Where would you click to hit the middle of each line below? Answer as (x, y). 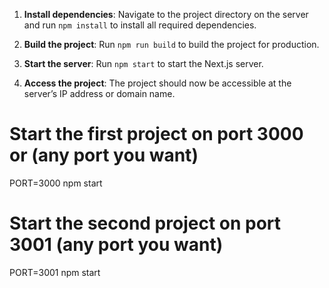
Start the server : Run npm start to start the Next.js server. (143, 63)
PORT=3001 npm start (55, 272)
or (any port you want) (104, 155)
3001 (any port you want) (116, 245)
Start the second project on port (145, 223)
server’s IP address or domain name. (99, 93)
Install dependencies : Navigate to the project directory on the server (166, 14)
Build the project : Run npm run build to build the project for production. (171, 44)
